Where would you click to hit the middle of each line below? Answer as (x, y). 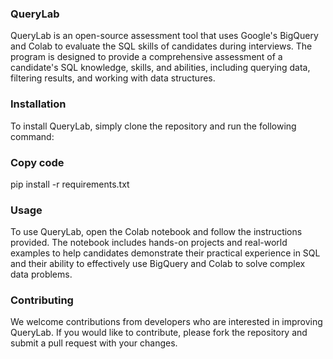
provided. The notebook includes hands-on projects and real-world (149, 243)
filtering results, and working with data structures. (113, 78)
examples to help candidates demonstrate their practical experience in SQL (165, 253)
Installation (38, 104)
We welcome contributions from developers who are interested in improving (166, 322)
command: (32, 136)
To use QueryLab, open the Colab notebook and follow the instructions (156, 232)
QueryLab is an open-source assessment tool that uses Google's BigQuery (164, 36)
